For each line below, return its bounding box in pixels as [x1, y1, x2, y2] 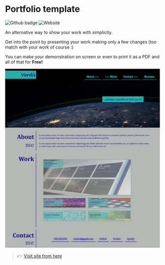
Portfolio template [5, 3, 80, 15]
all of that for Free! [5, 59, 43, 65]
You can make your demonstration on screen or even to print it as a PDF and [5, 53, 160, 60]
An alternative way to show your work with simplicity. [5, 29, 113, 35]
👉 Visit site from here [17, 253, 62, 259]
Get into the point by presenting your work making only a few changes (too [5, 38, 157, 45]
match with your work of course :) [5, 44, 74, 50]
